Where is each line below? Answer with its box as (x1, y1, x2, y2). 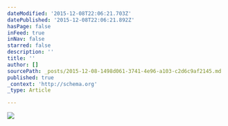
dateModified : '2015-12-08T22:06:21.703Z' (7, 10, 132, 17)
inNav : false (7, 36, 45, 43)
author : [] (7, 61, 39, 68)
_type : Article (7, 87, 51, 94)
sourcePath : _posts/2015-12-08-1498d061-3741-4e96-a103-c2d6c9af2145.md (7, 67, 222, 74)
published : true (7, 74, 54, 81)
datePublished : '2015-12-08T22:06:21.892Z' (7, 17, 135, 23)
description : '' (7, 49, 54, 56)
